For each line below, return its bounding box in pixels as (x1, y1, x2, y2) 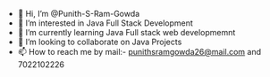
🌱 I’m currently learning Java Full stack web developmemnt (17, 27, 236, 37)
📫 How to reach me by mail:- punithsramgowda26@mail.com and (17, 47, 262, 57)
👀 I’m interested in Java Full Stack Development (17, 18, 194, 28)
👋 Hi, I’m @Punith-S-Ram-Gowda (17, 9, 140, 19)
